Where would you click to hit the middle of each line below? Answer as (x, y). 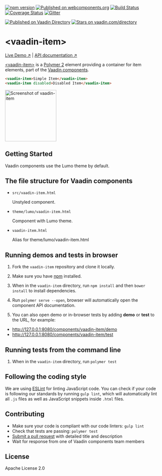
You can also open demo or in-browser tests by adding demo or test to (83, 315)
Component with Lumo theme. (42, 221)
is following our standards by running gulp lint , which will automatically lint (81, 393)
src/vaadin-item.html (34, 193)
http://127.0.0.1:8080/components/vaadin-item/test (63, 335)
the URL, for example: (34, 320)
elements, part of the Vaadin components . (47, 70)
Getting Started (29, 154)
